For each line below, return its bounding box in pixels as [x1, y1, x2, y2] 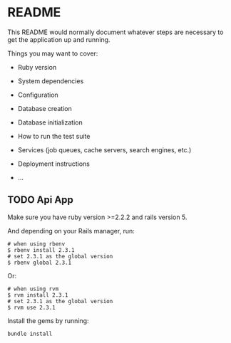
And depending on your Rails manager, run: [7, 226, 135, 235]
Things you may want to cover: [7, 49, 98, 58]
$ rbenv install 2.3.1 [7, 246, 75, 253]
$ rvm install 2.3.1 [7, 291, 69, 299]
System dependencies [17, 76, 84, 85]
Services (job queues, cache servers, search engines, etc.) [17, 145, 192, 154]
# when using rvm [7, 285, 59, 292]
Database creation [17, 104, 73, 112]
